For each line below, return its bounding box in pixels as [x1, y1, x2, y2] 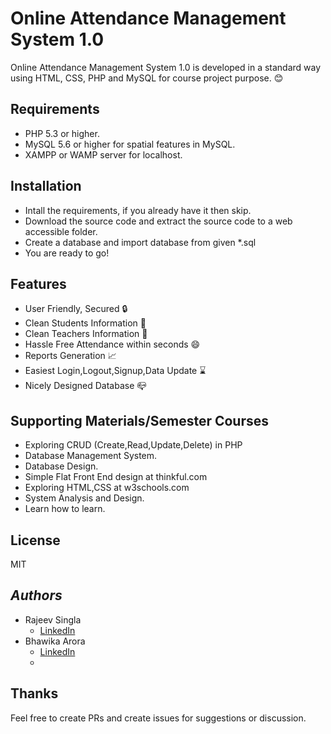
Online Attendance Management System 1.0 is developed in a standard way [10, 61, 322, 73]
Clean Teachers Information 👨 [24, 328, 148, 340]
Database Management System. [24, 450, 158, 462]
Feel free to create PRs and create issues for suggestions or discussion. [10, 712, 307, 724]
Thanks [10, 685, 59, 702]
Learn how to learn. [24, 503, 106, 515]
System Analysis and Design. [24, 492, 145, 504]
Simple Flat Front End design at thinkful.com [24, 471, 208, 483]
